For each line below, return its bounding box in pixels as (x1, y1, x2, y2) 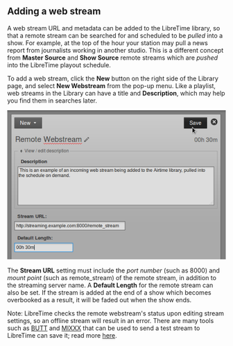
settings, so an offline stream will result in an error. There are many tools (7, 317, 214, 325)
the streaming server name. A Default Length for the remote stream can (7, 281, 214, 290)
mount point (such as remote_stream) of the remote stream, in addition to (7, 274, 217, 282)
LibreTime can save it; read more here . (7, 331, 118, 340)
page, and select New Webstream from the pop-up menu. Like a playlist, (7, 81, 216, 89)
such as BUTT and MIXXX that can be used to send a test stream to (7, 324, 200, 332)
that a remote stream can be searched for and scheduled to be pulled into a (7, 31, 223, 40)
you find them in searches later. (7, 96, 98, 105)
